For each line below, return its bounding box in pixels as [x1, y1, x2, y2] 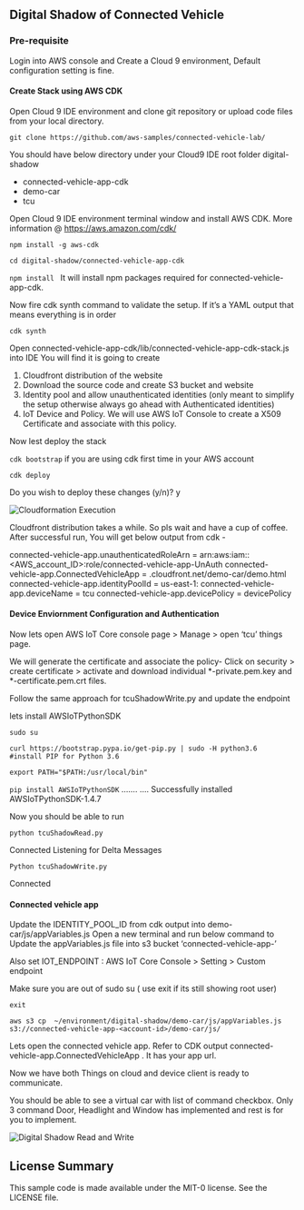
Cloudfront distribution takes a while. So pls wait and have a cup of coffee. [9, 521, 289, 532]
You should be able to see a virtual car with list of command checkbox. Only [9, 1095, 294, 1106]
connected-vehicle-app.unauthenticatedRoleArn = [9, 549, 198, 560]
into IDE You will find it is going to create [9, 352, 161, 362]
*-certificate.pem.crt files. [9, 676, 107, 687]
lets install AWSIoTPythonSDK [9, 710, 122, 721]
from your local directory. [9, 115, 104, 126]
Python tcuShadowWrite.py [9, 862, 107, 871]
